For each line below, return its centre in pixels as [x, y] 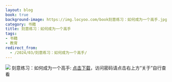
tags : [11, 34]
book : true [17, 15]
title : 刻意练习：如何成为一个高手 [38, 29]
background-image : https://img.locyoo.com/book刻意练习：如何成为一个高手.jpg [86, 19]
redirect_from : [21, 48]
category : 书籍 [21, 24]
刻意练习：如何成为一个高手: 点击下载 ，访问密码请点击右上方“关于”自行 [87, 68]
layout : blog [19, 10]
